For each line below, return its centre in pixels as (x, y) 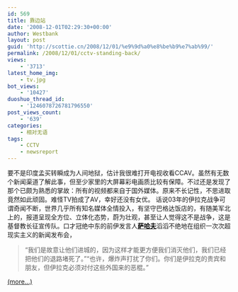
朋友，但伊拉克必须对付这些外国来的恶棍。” (86, 267)
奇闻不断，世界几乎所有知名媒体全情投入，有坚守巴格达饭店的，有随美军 (119, 208)
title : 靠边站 (27, 21)
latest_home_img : (33, 73)
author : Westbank (33, 34)
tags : (15, 139)
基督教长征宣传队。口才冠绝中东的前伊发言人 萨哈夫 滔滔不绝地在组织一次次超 (119, 226)
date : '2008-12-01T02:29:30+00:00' (60, 27)
